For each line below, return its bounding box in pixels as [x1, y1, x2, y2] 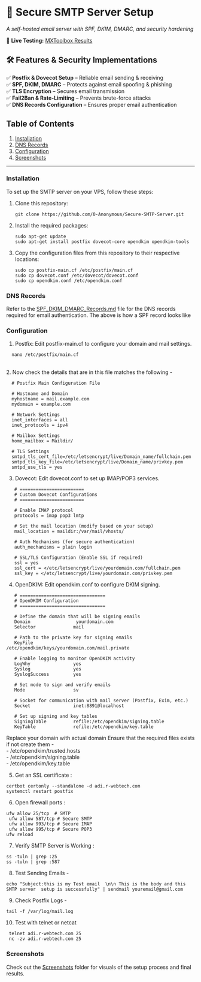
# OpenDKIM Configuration [14, 598, 79, 604]
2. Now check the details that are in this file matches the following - [6, 369, 172, 376]
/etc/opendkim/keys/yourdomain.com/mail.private [6, 645, 130, 651]
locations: [14, 255, 39, 263]
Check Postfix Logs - [14, 897, 67, 904]
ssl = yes [14, 560, 39, 566]
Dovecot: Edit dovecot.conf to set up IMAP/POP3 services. [14, 475, 160, 482]
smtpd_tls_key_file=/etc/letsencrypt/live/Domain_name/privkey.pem [11, 459, 184, 465]
